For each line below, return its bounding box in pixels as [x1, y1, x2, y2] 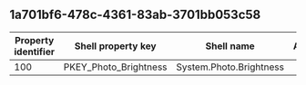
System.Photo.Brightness [176, 61, 285, 73]
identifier [14, 45, 55, 58]
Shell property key [74, 40, 157, 52]
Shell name [205, 40, 255, 52]
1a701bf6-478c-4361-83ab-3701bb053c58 [9, 7, 261, 23]
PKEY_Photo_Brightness [63, 61, 168, 73]
